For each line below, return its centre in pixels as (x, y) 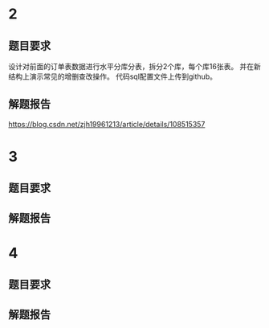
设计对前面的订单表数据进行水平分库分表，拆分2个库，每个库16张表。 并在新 (134, 66)
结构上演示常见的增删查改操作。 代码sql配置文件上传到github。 (112, 76)
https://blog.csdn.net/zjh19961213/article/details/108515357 (107, 124)
